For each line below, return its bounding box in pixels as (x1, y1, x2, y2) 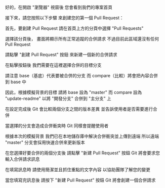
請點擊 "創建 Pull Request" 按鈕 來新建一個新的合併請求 (5, 51, 118, 57)
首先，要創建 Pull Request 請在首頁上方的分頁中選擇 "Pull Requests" (5, 25, 144, 31)
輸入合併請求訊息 (5, 156, 40, 162)
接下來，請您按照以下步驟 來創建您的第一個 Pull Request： (5, 15, 124, 21)
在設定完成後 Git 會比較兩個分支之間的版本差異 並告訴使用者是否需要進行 (5, 106, 153, 112)
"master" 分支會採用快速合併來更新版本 (5, 140, 85, 145)
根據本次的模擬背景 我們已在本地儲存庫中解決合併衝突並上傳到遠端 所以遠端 (5, 133, 159, 139)
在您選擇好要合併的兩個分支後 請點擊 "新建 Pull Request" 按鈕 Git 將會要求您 (5, 150, 160, 156)
